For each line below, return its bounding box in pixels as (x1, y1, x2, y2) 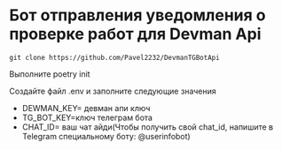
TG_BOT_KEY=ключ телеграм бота (21, 112, 153, 123)
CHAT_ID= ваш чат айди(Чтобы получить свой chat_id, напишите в (21, 121, 273, 132)
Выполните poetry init (9, 68, 90, 79)
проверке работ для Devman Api (9, 24, 262, 44)
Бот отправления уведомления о (9, 5, 266, 26)
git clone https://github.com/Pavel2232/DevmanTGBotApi (9, 53, 220, 62)
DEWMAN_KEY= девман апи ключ (21, 102, 151, 113)
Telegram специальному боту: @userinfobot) (21, 131, 191, 141)
